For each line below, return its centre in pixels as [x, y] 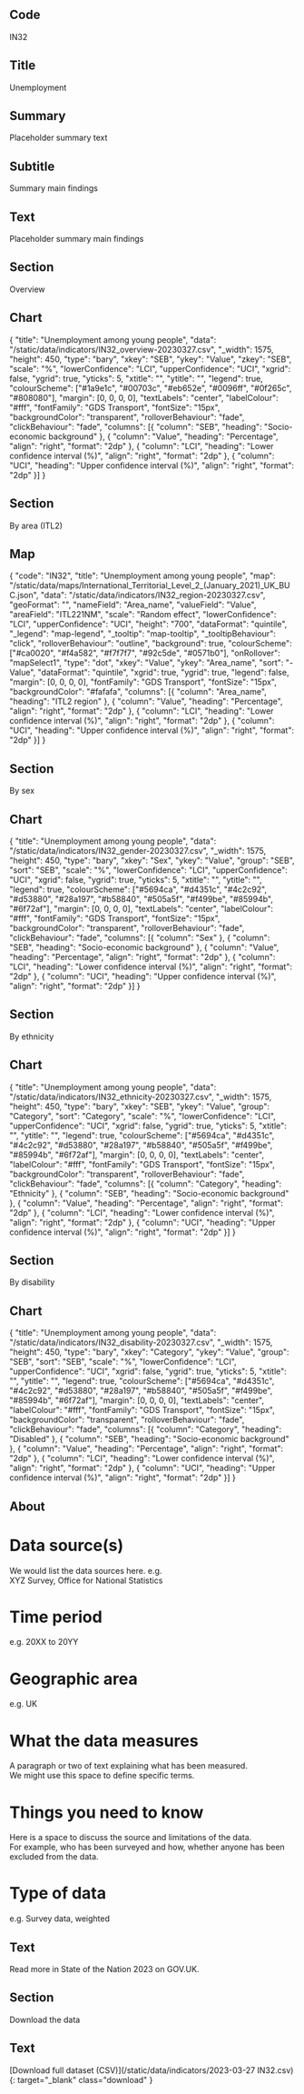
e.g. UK [24, 1704]
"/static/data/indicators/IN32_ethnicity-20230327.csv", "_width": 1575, [141, 1097]
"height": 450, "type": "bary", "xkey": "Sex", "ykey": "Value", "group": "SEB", [152, 860]
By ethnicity [32, 1037]
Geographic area [74, 1679]
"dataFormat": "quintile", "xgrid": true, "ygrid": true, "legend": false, [163, 673]
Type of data [58, 1894]
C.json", [24, 596]
